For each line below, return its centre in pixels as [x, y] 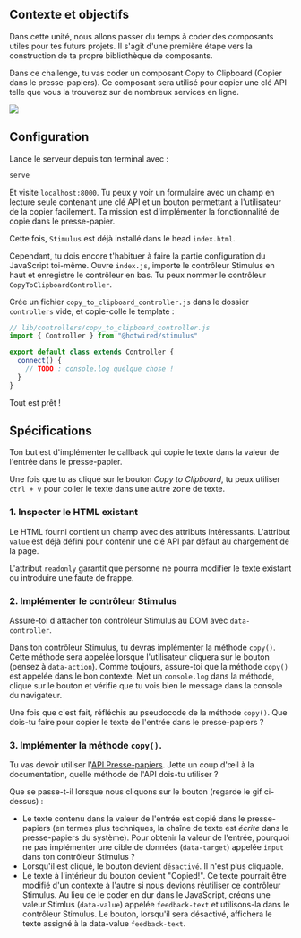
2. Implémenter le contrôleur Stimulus [93, 600]
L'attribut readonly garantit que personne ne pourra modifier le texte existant [150, 568]
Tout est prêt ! [35, 402]
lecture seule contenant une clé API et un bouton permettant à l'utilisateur [146, 202]
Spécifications [51, 431]
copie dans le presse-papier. [62, 221]
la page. [24, 550]
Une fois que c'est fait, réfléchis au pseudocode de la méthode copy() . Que [148, 713]
